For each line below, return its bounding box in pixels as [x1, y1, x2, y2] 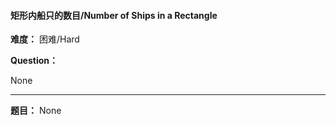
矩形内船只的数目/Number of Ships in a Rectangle [10, 9, 218, 21]
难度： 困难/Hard [10, 33, 80, 45]
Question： [10, 55, 58, 67]
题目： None [10, 105, 62, 117]
